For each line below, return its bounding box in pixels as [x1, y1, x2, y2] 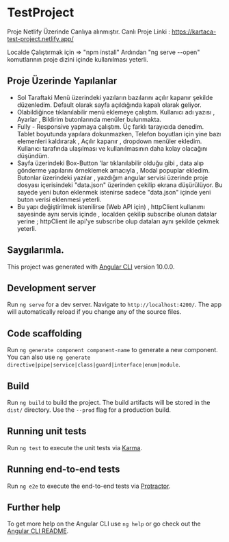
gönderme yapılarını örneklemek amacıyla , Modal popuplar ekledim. [16, 166, 211, 174]
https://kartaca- [172, 27, 217, 36]
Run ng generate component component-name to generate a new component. [7, 346, 219, 354]
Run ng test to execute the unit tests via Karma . [7, 443, 142, 452]
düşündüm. [16, 151, 49, 160]
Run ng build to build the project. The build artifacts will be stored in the [7, 399, 211, 406]
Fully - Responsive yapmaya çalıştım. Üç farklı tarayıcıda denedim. [16, 122, 204, 131]
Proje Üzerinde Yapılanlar [7, 75, 118, 87]
